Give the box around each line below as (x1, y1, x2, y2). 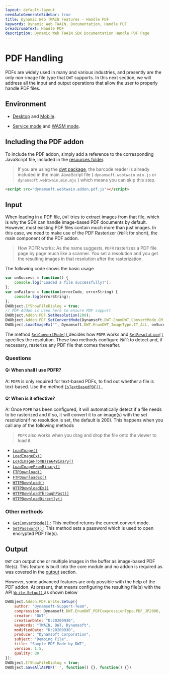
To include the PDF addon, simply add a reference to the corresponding (5, 151, 154, 157)
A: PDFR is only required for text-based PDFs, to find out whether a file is (5, 379, 154, 384)
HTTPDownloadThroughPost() (12, 491, 69, 497)
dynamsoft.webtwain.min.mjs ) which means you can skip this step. (17, 177, 156, 183)
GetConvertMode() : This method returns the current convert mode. (12, 520, 150, 526)
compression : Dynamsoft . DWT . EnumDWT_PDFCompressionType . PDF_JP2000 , (14, 608, 161, 614)
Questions (5, 354, 31, 361)
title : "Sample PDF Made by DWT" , (14, 641, 87, 647)
